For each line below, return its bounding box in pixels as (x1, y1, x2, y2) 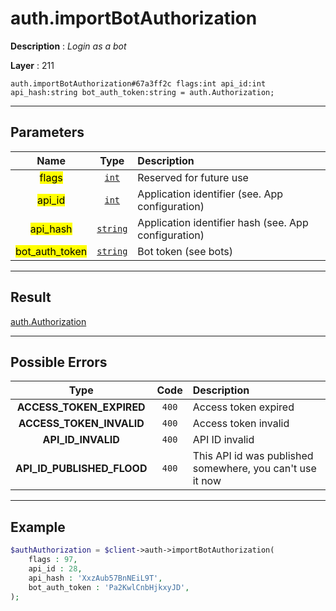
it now (192, 474, 222, 488)
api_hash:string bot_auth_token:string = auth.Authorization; (10, 87, 275, 97)
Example (10, 518, 66, 536)
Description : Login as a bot (10, 40, 127, 52)
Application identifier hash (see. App (137, 215, 309, 229)
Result (10, 289, 52, 306)
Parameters (10, 124, 85, 141)
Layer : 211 (10, 59, 55, 71)
